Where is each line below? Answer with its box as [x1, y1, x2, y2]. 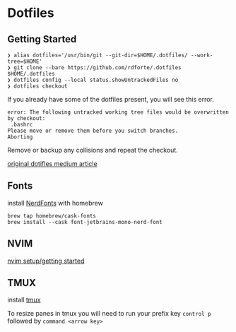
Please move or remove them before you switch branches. [7, 127, 179, 134]
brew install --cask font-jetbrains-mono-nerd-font [7, 218, 163, 225]
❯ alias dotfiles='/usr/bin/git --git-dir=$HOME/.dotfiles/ [7, 52, 189, 59]
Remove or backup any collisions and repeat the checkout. [7, 146, 178, 154]
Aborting [7, 134, 33, 141]
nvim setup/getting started [7, 256, 85, 265]
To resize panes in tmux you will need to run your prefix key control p [7, 309, 211, 318]
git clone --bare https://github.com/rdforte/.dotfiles [13, 64, 182, 71]
